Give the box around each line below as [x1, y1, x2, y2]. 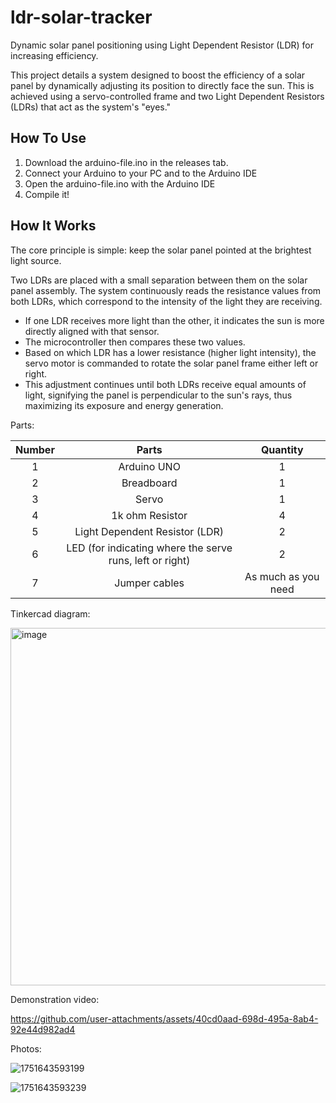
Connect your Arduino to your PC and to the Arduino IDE [24, 167, 258, 179]
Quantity [260, 442, 304, 456]
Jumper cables [114, 576, 185, 590]
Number [15, 442, 55, 456]
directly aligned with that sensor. [24, 325, 160, 337]
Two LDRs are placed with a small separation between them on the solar [10, 274, 308, 286]
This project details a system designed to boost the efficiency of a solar [10, 69, 306, 81]
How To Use [10, 130, 87, 147]
